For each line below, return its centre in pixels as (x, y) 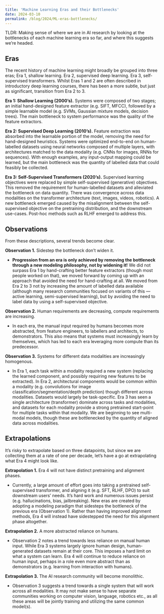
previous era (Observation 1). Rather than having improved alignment (82, 511)
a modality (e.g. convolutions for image (52, 387)
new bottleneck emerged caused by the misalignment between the (72, 203)
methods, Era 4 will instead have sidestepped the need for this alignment (86, 516)
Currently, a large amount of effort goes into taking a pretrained (76, 485)
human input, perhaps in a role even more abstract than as (71, 561)
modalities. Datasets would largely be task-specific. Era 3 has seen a (82, 397)
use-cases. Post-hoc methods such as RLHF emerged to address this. (76, 214)
